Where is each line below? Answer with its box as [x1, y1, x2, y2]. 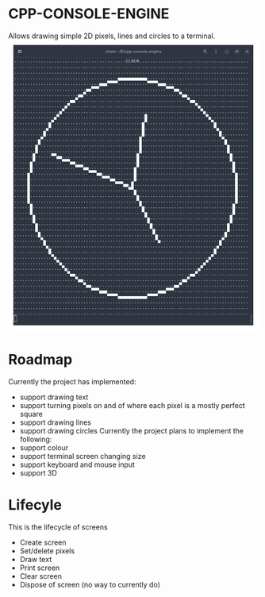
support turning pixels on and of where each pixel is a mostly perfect [19, 401, 246, 410]
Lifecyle [8, 496, 62, 514]
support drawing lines [19, 418, 91, 427]
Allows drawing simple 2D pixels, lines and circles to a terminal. [8, 31, 216, 40]
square [19, 410, 44, 419]
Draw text [19, 554, 52, 564]
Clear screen [19, 571, 62, 580]
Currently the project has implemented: [8, 377, 136, 387]
